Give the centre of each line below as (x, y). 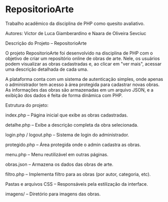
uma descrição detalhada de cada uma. (47, 69)
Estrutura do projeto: (27, 105)
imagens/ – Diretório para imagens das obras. (53, 194)
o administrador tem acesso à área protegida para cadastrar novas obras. (82, 84)
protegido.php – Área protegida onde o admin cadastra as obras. (73, 145)
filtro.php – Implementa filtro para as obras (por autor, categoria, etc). (78, 174)
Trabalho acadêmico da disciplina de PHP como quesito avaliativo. (75, 23)
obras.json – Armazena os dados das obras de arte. (59, 164)
